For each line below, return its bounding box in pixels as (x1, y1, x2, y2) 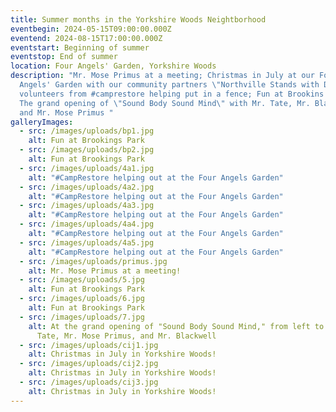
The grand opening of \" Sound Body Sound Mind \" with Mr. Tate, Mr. (19, 98, 311, 108)
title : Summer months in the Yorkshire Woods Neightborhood (10, 14, 267, 25)
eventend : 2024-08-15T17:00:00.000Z (10, 33, 163, 43)
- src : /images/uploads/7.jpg (19, 312, 145, 322)
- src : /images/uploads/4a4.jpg (19, 219, 155, 230)
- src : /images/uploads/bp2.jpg (19, 145, 155, 155)
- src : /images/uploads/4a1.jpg (19, 163, 155, 173)
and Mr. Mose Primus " (19, 107, 114, 118)
